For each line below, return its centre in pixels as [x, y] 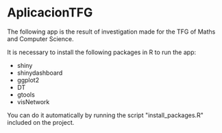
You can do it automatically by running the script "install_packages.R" [105, 115]
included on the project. [41, 122]
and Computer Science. [40, 38]
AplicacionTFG [50, 13]
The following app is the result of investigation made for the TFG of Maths [111, 32]
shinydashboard [40, 73]
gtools [26, 95]
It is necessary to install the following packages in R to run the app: [102, 52]
